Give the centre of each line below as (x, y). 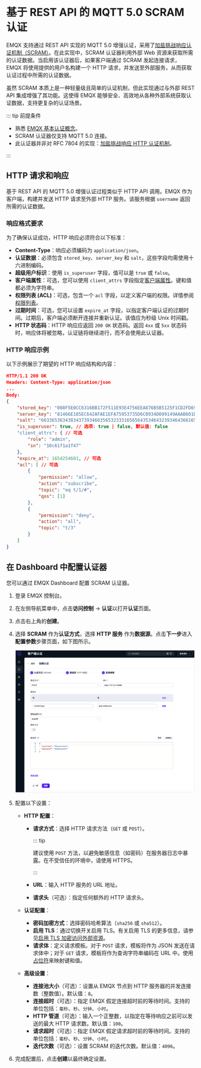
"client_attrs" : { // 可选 (50, 433)
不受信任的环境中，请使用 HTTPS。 (92, 860)
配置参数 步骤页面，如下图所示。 (54, 641)
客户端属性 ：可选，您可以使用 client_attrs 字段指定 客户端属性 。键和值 (103, 280)
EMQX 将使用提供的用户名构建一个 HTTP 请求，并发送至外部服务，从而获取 (99, 67)
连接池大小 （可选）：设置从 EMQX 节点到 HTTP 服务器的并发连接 (112, 986)
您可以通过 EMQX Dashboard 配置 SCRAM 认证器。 (69, 583)
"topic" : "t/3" (57, 528)
